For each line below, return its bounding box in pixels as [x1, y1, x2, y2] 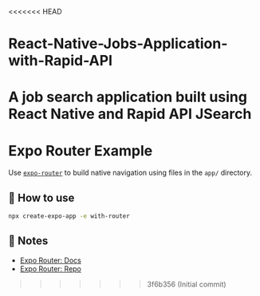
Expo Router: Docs [19, 255, 81, 265]
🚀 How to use [8, 191, 75, 204]
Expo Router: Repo [19, 263, 82, 274]
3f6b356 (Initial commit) [147, 279, 227, 289]
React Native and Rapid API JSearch [8, 105, 252, 123]
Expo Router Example [8, 141, 153, 160]
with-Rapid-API [8, 52, 113, 70]
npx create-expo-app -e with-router [8, 212, 130, 220]
